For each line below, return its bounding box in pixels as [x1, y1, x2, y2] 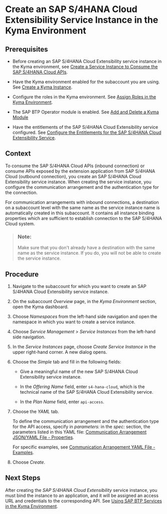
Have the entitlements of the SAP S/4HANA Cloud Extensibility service [12, 124, 158, 130]
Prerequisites [5, 45, 48, 53]
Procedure [5, 270, 39, 278]
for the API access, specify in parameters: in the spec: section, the [12, 423, 150, 429]
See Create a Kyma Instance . [12, 84, 73, 90]
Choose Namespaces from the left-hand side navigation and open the [12, 313, 157, 319]
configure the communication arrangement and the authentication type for [5, 184, 159, 190]
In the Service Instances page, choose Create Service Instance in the [12, 343, 156, 349]
